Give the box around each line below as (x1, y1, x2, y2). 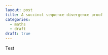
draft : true (5, 31, 30, 36)
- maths (10, 21, 26, 27)
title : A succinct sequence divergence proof (5, 12, 103, 17)
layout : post (5, 7, 33, 13)
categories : (5, 17, 30, 22)
